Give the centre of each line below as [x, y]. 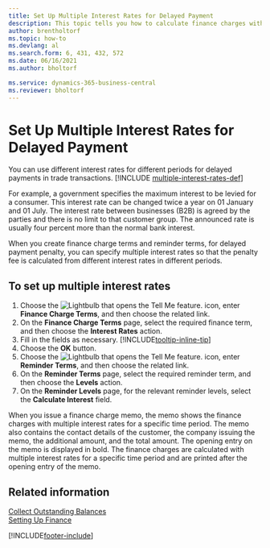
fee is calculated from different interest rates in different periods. [115, 261]
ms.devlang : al [34, 46]
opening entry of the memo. [55, 467]
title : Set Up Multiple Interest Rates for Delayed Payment [111, 16]
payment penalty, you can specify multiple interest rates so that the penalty [133, 252]
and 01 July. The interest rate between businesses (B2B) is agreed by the [129, 211]
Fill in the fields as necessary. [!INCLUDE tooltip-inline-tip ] [115, 340]
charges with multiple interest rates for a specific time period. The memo [129, 424]
